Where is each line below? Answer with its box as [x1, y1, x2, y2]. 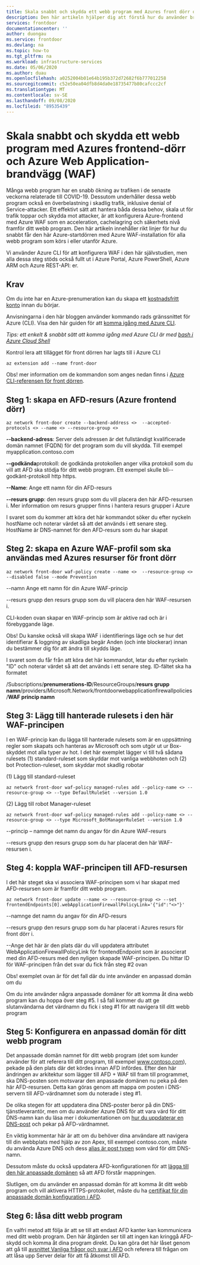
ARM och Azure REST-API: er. [6, 262, 79, 269]
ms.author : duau [6, 70, 46, 76]
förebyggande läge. [6, 620, 55, 628]
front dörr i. [6, 930, 35, 937]
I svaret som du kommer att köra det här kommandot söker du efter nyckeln [6, 514, 192, 521]
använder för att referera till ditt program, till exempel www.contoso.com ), [6, 1058, 187, 1065]
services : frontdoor [6, 20, 58, 26]
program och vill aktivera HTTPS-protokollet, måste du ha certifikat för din [6, 1187, 188, 1194]
